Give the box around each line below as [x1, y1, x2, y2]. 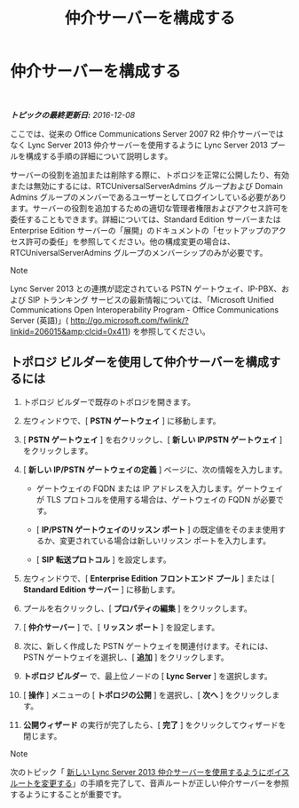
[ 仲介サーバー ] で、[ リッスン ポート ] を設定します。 [22, 622, 220, 632]
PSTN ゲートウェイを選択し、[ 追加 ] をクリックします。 [22, 652, 229, 662]
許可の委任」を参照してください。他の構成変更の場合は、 [25, 236, 236, 247]
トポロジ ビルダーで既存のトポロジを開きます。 [22, 396, 196, 407]
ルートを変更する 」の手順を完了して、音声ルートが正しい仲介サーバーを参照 [10, 778, 289, 788]
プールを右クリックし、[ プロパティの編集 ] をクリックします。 [22, 603, 252, 614]
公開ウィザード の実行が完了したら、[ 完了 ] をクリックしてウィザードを [22, 719, 287, 730]
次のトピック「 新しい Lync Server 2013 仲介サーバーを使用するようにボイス [10, 766, 290, 777]
